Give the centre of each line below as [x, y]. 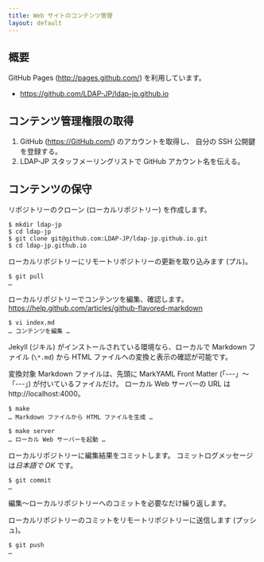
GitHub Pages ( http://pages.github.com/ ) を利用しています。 [107, 78]
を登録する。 [41, 151]
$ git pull [26, 276]
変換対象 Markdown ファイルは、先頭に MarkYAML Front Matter [113, 373]
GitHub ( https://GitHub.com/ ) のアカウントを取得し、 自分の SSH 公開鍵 [138, 142]
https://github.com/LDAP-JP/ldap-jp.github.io [94, 94]
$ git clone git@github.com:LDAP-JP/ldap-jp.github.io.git [108, 238]
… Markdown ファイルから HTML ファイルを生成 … [81, 417]
